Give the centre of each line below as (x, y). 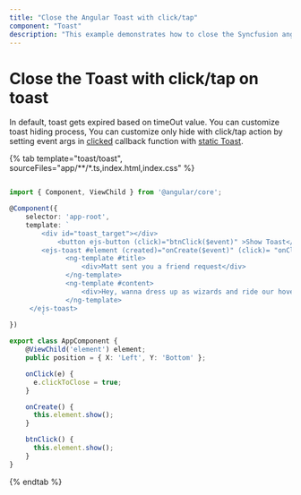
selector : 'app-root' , (68, 217)
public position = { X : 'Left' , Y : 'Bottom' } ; (116, 358)
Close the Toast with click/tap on (134, 78)
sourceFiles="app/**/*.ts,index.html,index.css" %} (102, 168)
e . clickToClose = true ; (77, 382)
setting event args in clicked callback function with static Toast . (126, 141)
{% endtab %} (36, 482)
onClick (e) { (50, 374)
